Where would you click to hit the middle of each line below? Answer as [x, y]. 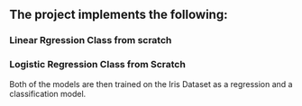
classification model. [48, 93]
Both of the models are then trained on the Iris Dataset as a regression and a [151, 84]
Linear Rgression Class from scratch [91, 40]
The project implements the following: [119, 15]
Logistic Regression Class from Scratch [98, 65]
